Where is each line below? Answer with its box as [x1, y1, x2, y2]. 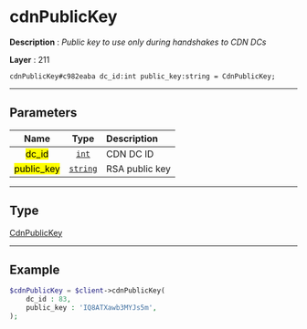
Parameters [9, 105, 78, 120]
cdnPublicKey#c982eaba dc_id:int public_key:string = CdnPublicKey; [9, 71, 276, 81]
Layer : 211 [9, 54, 50, 65]
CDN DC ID [106, 148, 154, 160]
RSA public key [106, 162, 171, 175]
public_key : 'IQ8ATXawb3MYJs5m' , [26, 303, 157, 313]
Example [9, 262, 60, 277]
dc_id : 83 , [26, 294, 71, 304]
